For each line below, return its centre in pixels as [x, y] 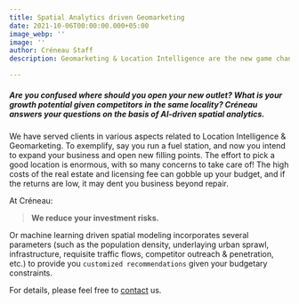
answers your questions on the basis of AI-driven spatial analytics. [137, 114]
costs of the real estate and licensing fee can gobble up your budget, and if [147, 173]
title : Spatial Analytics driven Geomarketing [97, 17]
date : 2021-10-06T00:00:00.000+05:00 [79, 26]
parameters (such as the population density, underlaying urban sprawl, [139, 244]
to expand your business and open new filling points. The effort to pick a [142, 155]
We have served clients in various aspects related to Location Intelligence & [148, 136]
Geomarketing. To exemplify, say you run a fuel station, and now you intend [148, 145]
